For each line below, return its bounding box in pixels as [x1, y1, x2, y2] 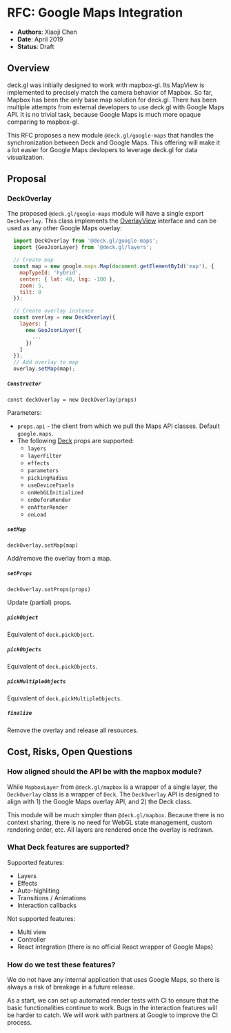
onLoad [27, 512, 47, 519]
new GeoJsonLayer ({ [25, 326, 81, 333]
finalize [7, 710, 32, 717]
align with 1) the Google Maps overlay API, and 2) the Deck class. [7, 797, 192, 806]
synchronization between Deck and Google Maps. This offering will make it [7, 138, 221, 147]
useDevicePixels [27, 482, 74, 489]
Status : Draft [17, 42, 54, 50]
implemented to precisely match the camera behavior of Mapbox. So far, [7, 88, 213, 96]
